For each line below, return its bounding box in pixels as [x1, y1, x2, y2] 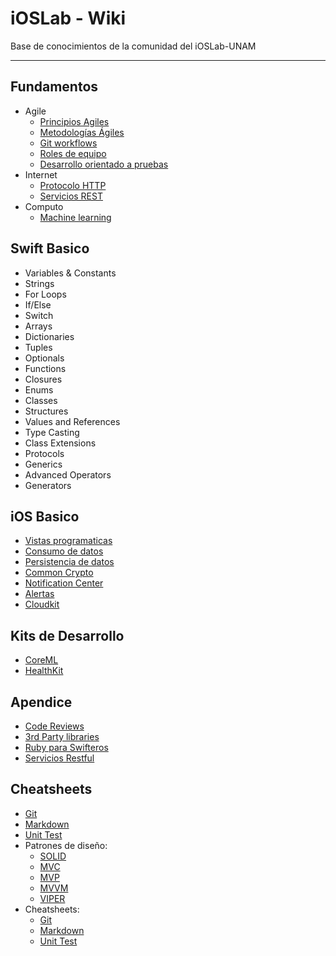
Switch [24, 309, 54, 321]
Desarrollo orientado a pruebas [39, 158, 169, 170]
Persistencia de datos [24, 556, 115, 568]
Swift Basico [10, 240, 90, 257]
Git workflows [39, 137, 98, 149]
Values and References [24, 415, 121, 427]
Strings [24, 277, 55, 289]
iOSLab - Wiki [10, 7, 127, 30]
